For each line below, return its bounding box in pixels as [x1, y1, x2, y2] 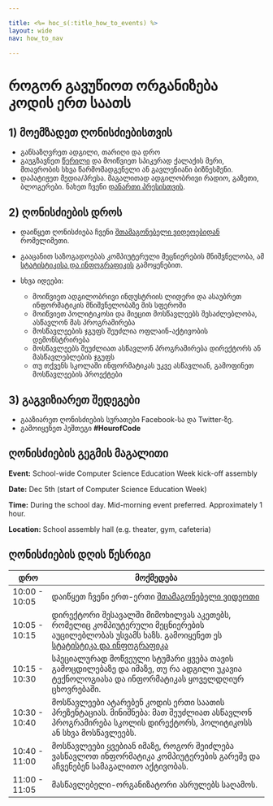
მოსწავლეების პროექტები [32, 369, 123, 379]
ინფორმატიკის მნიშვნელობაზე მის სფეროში [32, 300, 187, 310]
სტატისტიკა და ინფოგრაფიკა [51, 639, 169, 651]
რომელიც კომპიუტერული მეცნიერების [51, 619, 205, 630]
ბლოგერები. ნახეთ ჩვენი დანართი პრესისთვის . [19, 182, 185, 192]
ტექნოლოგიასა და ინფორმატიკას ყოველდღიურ [51, 673, 245, 684]
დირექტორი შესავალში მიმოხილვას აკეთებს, [51, 609, 232, 621]
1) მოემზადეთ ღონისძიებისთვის [8, 125, 173, 139]
